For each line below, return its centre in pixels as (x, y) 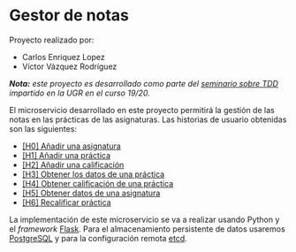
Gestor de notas (69, 15)
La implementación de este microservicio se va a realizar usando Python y (144, 219)
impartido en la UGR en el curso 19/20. (80, 93)
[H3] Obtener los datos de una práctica (93, 174)
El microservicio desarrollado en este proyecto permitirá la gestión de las (142, 110)
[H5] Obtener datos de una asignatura (91, 193)
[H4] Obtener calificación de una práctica (98, 183)
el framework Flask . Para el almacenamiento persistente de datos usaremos (147, 229)
